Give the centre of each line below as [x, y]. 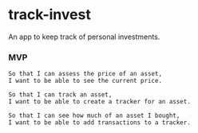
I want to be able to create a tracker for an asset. [100, 102]
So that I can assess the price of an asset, [85, 74]
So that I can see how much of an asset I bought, [94, 116]
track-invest [50, 15]
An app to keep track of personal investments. [84, 37]
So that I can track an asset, [60, 95]
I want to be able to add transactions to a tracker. [100, 123]
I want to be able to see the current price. [85, 81]
